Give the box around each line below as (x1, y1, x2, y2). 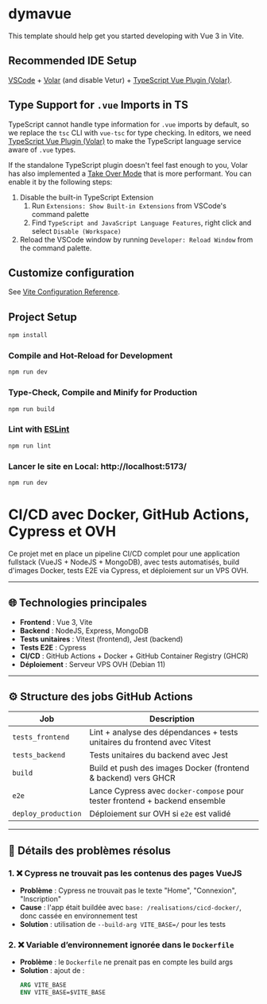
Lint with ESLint (8, 424, 70, 435)
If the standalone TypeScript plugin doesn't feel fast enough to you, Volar (8, 160, 249, 169)
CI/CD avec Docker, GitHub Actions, (8, 506, 250, 523)
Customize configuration (8, 266, 135, 279)
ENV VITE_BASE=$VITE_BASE (19, 989, 106, 997)
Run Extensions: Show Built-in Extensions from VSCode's (31, 200, 226, 211)
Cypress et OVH (8, 522, 117, 541)
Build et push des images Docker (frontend (89, 762, 250, 773)
